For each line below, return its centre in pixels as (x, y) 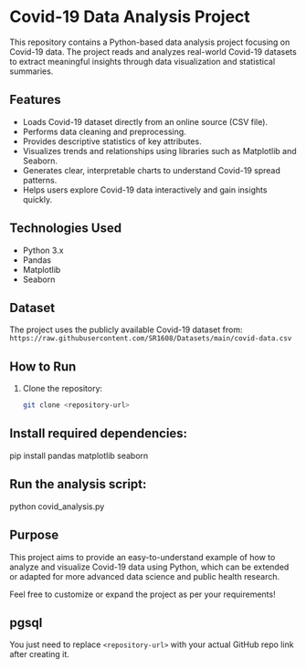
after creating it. (40, 654)
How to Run (43, 366)
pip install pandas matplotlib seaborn (79, 455)
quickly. (37, 199)
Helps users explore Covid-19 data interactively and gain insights (145, 190)
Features (35, 100)
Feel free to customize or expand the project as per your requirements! (142, 594)
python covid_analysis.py (57, 506)
